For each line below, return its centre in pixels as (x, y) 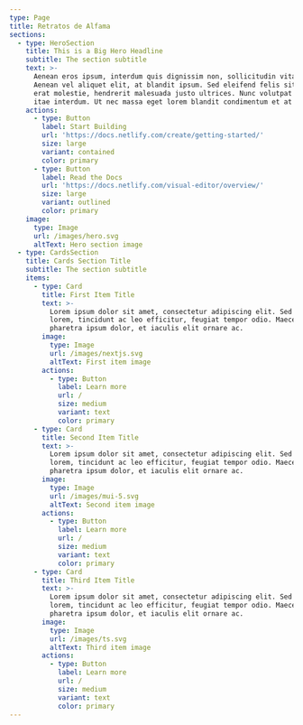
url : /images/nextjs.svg (96, 353)
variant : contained (78, 152)
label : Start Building (84, 127)
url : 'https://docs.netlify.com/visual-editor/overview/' (153, 186)
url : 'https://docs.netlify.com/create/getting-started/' (153, 135)
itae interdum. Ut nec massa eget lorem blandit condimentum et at (163, 102)
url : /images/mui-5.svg (94, 496)
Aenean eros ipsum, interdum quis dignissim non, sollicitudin (155, 77)
